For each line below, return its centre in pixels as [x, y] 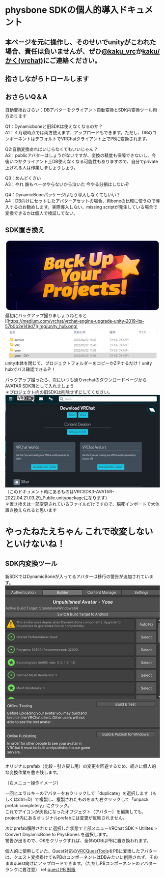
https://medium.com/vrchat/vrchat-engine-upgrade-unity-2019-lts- [76, 321]
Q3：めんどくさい [23, 178]
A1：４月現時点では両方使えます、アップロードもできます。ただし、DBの [79, 132]
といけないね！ [35, 544]
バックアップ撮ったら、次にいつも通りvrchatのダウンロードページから [76, 380]
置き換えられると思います [31, 510]
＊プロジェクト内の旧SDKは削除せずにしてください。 [59, 392]
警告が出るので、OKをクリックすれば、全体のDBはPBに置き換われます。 [78, 841]
